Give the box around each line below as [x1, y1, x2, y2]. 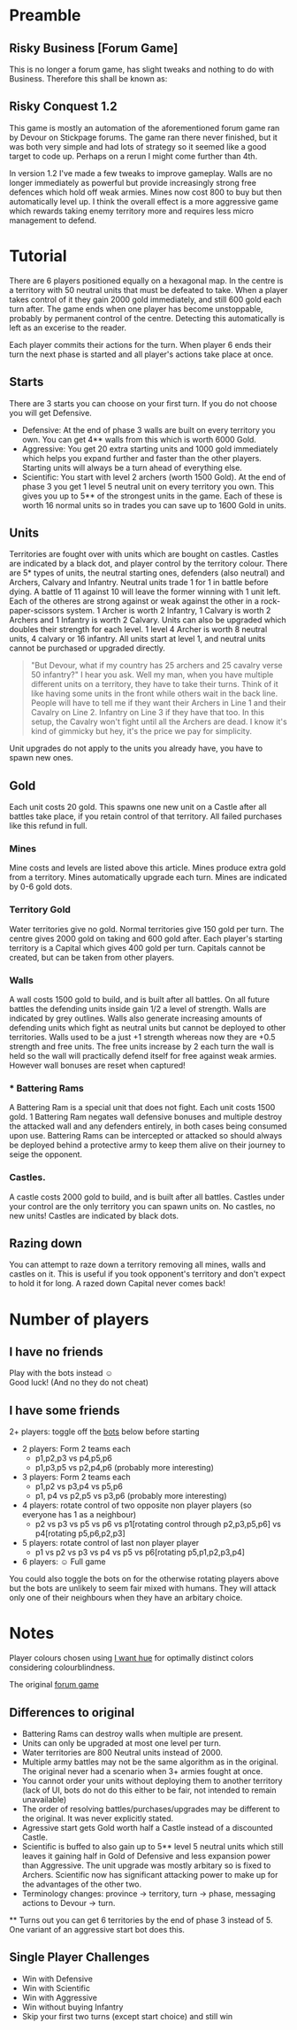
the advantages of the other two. [21, 1879, 142, 1890]
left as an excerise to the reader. [9, 322, 126, 333]
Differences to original [9, 1705, 135, 1720]
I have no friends [9, 1345, 103, 1360]
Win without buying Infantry [21, 2002, 124, 2012]
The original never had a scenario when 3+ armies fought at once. [21, 1766, 263, 1777]
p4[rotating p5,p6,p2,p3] [34, 1528, 126, 1539]
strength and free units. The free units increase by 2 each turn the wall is [9, 1041, 274, 1052]
